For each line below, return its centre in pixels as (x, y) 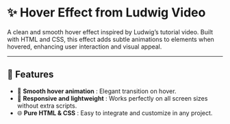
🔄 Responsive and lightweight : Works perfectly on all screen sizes (112, 98)
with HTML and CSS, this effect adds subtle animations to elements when (111, 39)
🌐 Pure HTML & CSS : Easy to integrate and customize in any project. (115, 113)
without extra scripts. (47, 106)
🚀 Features (30, 74)
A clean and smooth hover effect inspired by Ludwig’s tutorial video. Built (110, 32)
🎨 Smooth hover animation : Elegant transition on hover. (97, 91)
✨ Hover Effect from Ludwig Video (106, 13)
